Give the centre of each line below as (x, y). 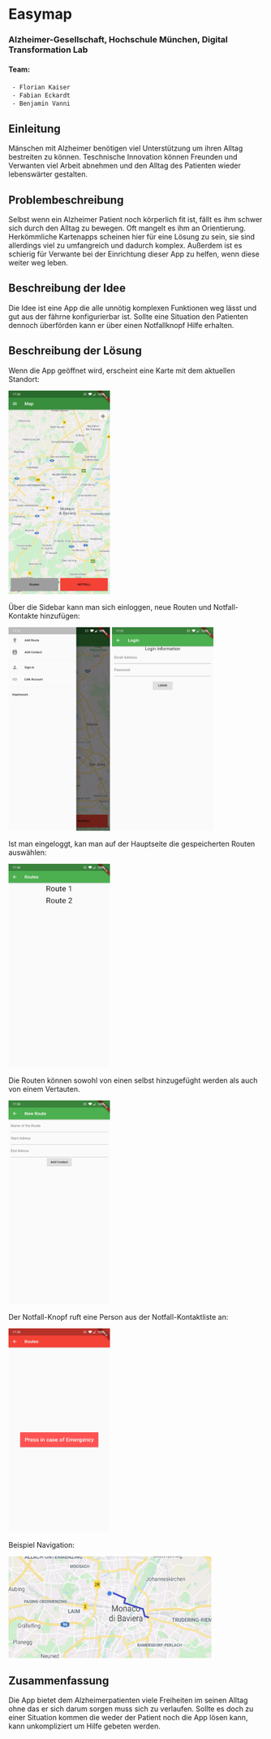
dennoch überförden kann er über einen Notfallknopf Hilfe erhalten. (121, 325)
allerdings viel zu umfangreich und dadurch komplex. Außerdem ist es (125, 245)
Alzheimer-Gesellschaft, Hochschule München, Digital (118, 40)
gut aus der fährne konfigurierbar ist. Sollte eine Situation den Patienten (129, 316)
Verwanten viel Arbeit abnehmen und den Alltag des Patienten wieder (125, 166)
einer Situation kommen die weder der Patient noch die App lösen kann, (128, 1718)
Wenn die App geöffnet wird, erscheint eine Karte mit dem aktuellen (122, 370)
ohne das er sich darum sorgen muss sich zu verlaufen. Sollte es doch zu (131, 1709)
